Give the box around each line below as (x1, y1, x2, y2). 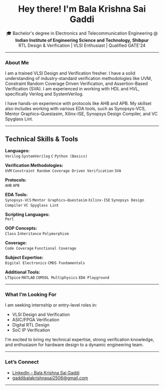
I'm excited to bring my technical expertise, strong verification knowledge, (5, 337, 155, 343)
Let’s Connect (5, 359, 39, 366)
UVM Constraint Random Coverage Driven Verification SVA (5, 168, 122, 174)
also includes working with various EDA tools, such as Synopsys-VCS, (5, 106, 146, 112)
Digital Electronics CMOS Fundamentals (5, 261, 85, 266)
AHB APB (5, 183, 20, 188)
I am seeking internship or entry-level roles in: (5, 302, 98, 308)
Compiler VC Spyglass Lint (5, 203, 59, 208)
